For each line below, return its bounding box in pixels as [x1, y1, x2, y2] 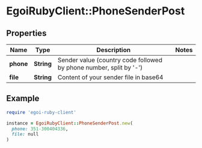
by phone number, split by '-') [57, 64, 143, 71]
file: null [11, 131, 39, 137]
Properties [6, 28, 47, 38]
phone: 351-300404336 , [11, 126, 69, 132]
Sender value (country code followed [57, 56, 162, 64]
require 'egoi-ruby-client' [6, 109, 77, 115]
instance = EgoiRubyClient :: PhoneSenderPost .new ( [6, 120, 133, 126]
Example [6, 93, 40, 104]
